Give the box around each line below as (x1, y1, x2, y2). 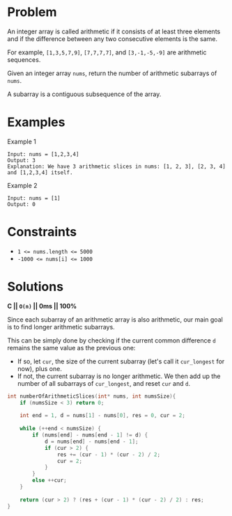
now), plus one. (17, 364, 63, 373)
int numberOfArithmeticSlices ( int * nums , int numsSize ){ (7, 393, 176, 400)
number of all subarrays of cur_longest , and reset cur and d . (17, 379, 190, 387)
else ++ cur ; (32, 477, 68, 484)
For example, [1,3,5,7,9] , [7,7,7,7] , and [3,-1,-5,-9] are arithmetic (7, 48, 207, 56)
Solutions (7, 279, 64, 295)
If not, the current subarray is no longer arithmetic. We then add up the (17, 372, 221, 380)
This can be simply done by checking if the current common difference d (7, 336, 216, 345)
